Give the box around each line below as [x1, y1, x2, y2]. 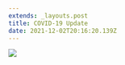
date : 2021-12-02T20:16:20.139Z [8, 26, 117, 35]
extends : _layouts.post [8, 11, 89, 20]
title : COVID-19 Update [8, 19, 89, 27]
